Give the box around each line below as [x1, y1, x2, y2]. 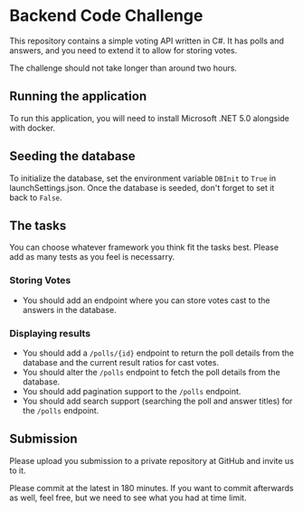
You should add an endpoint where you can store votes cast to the [22, 295, 270, 306]
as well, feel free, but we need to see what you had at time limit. [9, 492, 247, 503]
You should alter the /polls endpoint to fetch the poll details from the [22, 366, 280, 377]
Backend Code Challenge [9, 5, 204, 26]
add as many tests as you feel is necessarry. [9, 251, 175, 262]
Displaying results [9, 327, 91, 339]
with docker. [9, 122, 56, 133]
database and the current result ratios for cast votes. [22, 356, 220, 367]
